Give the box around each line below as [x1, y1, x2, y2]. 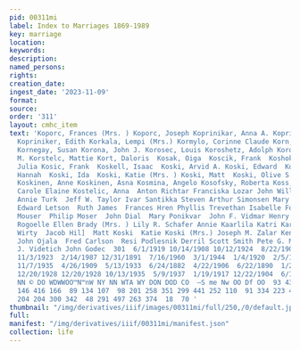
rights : [9, 71, 38, 80]
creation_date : [9, 79, 66, 88]
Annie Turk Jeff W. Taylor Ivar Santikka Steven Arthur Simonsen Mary [17, 195, 290, 205]
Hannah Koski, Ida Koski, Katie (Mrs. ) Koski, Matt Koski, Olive [17, 170, 281, 179]
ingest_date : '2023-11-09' [9, 87, 110, 96]
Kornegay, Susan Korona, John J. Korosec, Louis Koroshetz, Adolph [17, 145, 274, 154]
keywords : [9, 46, 46, 55]
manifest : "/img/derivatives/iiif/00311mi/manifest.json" [9, 320, 229, 329]
